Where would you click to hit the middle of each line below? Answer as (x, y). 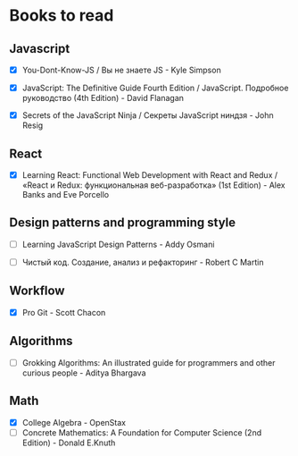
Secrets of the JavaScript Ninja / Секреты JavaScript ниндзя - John (148, 115)
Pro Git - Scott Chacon (64, 312)
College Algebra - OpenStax (74, 422)
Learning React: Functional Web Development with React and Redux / (150, 175)
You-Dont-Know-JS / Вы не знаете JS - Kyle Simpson (121, 70)
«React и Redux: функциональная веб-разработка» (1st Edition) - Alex (153, 185)
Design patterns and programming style (123, 223)
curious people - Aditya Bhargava (84, 373)
